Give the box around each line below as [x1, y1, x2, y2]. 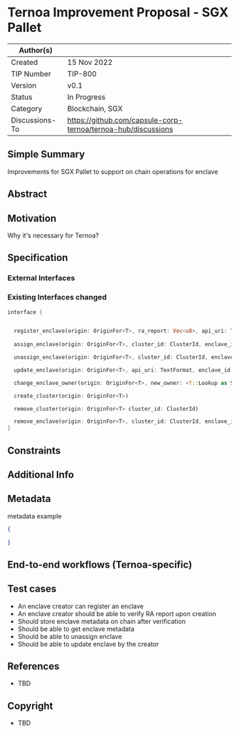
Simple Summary [7, 148, 85, 160]
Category [11, 103, 43, 113]
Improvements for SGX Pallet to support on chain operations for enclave [7, 167, 218, 175]
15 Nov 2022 [67, 57, 112, 67]
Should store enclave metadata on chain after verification [17, 617, 186, 625]
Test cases [7, 583, 57, 595]
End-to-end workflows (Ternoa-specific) [7, 558, 193, 570]
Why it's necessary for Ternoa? [7, 231, 100, 240]
